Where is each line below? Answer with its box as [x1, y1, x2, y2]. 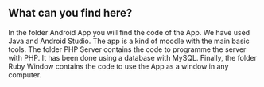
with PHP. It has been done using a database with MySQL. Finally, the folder [8, 53, 257, 62]
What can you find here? [8, 6, 133, 20]
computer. [8, 69, 42, 79]
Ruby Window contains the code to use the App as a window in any [8, 61, 229, 71]
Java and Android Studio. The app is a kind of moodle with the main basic [8, 36, 250, 45]
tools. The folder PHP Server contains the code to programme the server [8, 44, 247, 54]
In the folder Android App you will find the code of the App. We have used [8, 27, 250, 37]
